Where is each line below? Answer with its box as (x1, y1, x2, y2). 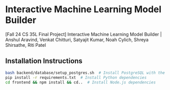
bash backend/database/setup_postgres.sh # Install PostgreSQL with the (5, 70, 165, 75)
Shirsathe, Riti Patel (5, 42, 46, 48)
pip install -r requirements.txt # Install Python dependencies (5, 75, 147, 80)
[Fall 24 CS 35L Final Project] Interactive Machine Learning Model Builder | (5, 31, 162, 37)
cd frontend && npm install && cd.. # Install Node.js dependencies (5, 80, 156, 85)
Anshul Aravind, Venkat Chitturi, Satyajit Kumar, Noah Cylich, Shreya (5, 37, 149, 43)
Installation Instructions (5, 57, 83, 66)
